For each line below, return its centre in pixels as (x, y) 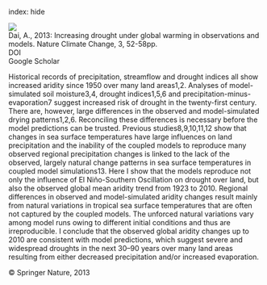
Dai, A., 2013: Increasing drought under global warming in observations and (134, 35)
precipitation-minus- (217, 94)
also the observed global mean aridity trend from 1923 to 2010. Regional (128, 188)
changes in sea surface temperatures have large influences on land (120, 137)
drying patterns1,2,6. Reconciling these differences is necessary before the (133, 119)
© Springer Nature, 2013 (49, 272)
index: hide (27, 12)
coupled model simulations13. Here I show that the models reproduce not (130, 171)
